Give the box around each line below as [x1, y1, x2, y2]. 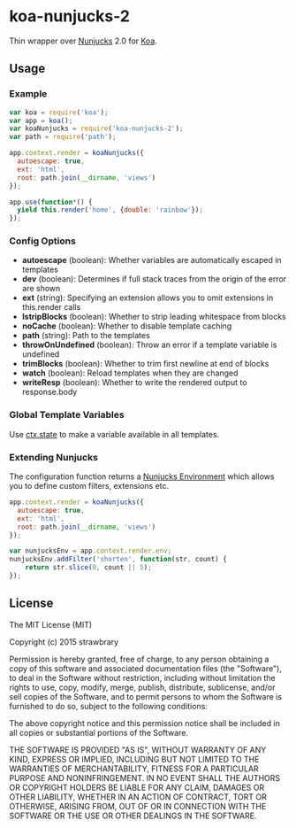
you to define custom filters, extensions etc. [9, 481, 170, 491]
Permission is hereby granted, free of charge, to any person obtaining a [9, 654, 269, 664]
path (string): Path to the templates [21, 330, 150, 341]
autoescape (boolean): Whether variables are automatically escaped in [21, 255, 282, 266]
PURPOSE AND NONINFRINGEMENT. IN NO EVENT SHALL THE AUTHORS [9, 772, 281, 783]
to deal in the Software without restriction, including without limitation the [9, 672, 276, 683]
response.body [21, 387, 78, 398]
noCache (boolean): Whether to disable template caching [21, 321, 232, 331]
